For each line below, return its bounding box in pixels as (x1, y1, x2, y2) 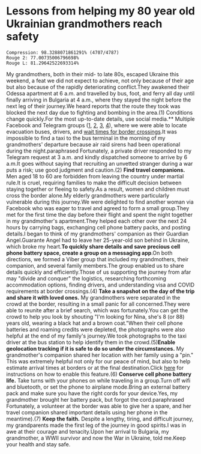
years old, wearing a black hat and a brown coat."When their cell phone (6, 319, 183, 327)
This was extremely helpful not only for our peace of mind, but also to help (6, 357, 191, 365)
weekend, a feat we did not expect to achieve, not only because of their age (6, 77, 194, 84)
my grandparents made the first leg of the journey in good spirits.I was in (6, 422, 187, 429)
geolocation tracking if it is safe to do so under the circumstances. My (6, 345, 184, 352)
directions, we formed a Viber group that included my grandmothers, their (6, 255, 189, 262)
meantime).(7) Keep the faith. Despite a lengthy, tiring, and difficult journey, (6, 415, 194, 422)
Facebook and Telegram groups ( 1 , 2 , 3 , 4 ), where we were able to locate (6, 121, 187, 129)
